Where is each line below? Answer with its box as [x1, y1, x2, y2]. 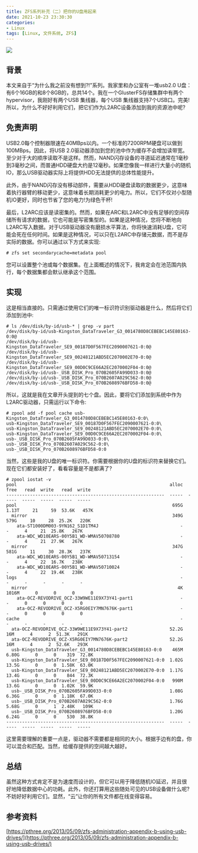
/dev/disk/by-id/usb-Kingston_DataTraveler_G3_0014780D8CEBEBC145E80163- [6, 328, 192, 334]
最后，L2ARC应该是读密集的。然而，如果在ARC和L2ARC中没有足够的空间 [6, 209, 184, 216]
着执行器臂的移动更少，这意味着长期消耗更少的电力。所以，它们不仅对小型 [6, 189, 187, 196]
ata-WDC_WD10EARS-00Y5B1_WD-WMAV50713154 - [16, 554, 183, 560]
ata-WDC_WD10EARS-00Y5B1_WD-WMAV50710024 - [16, 564, 183, 570]
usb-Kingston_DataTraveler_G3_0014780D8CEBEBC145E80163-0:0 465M [11, 647, 183, 653]
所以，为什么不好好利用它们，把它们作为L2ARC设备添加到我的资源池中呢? [6, 104, 186, 111]
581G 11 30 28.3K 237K [6, 549, 91, 555]
